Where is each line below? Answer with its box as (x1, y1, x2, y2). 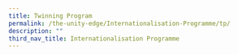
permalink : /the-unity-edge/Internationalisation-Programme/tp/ (8, 19, 231, 27)
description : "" (8, 27, 63, 35)
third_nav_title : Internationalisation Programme (8, 34, 180, 43)
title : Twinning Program (8, 11, 93, 20)
